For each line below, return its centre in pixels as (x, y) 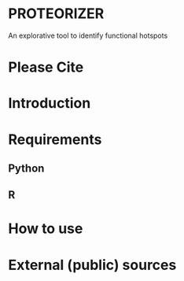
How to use (46, 229)
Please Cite (46, 67)
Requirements (55, 139)
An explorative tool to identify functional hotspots (88, 35)
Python (26, 168)
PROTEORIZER (56, 14)
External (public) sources (92, 265)
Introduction (50, 104)
